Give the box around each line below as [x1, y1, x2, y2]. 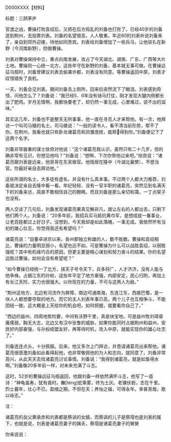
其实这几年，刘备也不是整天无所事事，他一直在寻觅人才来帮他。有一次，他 [5, 116, 161, 122]
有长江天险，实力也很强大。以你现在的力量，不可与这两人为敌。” [5, 279, 139, 285]
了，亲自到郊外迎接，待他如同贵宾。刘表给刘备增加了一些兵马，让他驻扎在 [5, 39, 161, 45]
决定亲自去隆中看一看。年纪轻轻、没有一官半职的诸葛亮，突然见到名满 [14, 183, 161, 188]
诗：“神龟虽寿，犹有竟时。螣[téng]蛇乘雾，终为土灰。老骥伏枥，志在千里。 [5, 380, 163, 385]
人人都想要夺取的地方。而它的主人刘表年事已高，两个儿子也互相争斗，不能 [9, 296, 166, 302]
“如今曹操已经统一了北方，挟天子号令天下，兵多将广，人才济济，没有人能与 [5, 266, 164, 272]
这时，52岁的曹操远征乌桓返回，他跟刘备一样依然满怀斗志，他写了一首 [5, 373, 154, 379]
